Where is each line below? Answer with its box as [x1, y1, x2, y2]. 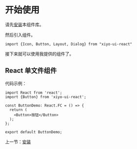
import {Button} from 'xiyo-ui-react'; [5, 94, 87, 99]
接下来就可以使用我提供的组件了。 [5, 51, 74, 57]
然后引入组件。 [5, 32, 35, 38]
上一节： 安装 [5, 139, 31, 145]
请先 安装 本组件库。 [5, 21, 44, 27]
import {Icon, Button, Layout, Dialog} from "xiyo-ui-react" [5, 42, 133, 46]
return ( [9, 107, 27, 112]
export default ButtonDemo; [5, 129, 63, 134]
